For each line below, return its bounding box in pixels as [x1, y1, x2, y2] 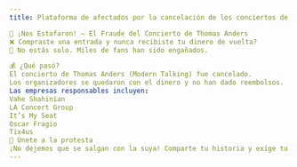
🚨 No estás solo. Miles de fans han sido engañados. [9, 45, 209, 54]
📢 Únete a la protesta [9, 136, 93, 145]
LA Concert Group [9, 103, 74, 112]
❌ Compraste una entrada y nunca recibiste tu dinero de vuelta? [9, 37, 258, 46]
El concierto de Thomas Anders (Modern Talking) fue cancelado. [9, 70, 253, 79]
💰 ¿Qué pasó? [9, 61, 60, 71]
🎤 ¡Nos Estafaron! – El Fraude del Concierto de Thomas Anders [9, 28, 249, 38]
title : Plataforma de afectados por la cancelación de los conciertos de [9, 12, 289, 22]
